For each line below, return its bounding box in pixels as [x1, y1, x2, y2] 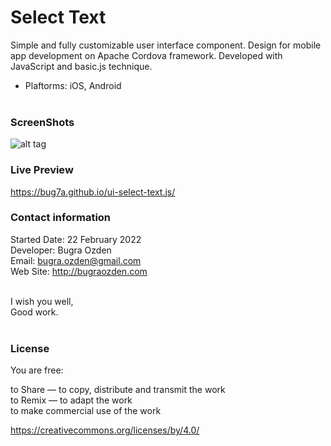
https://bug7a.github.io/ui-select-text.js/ [10, 186, 176, 198]
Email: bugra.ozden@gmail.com [10, 254, 142, 266]
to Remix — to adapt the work [10, 394, 133, 406]
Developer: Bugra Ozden [10, 244, 112, 256]
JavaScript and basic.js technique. [10, 60, 153, 72]
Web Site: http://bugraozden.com [10, 265, 148, 277]
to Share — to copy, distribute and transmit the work [10, 384, 226, 396]
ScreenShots [10, 115, 75, 129]
